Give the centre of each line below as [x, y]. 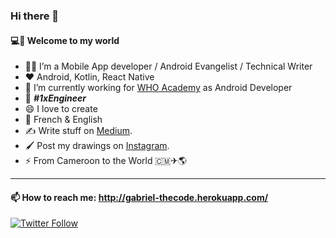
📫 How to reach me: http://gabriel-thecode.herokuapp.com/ [139, 197]
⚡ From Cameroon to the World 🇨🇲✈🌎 [106, 161]
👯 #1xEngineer [55, 98]
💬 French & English [63, 120]
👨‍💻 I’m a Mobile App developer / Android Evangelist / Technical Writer [168, 66]
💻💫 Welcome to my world [65, 40]
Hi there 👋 [35, 16]
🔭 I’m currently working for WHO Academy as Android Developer [158, 88]
